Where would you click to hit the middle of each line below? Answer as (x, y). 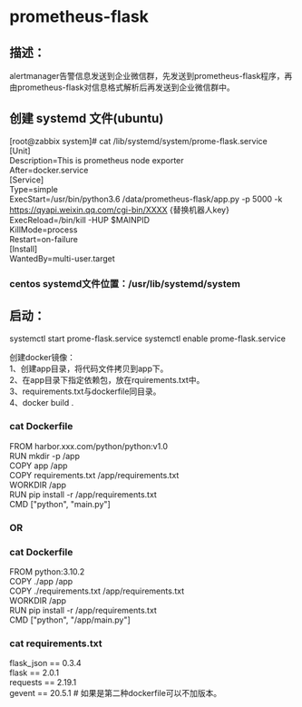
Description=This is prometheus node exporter (97, 160)
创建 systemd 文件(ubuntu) (87, 118)
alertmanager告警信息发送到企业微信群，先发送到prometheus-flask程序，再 (151, 76)
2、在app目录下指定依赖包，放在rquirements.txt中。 (107, 379)
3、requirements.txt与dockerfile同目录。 (85, 391)
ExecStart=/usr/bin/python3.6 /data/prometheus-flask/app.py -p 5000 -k (146, 199)
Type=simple (34, 189)
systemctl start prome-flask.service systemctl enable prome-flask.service (147, 339)
